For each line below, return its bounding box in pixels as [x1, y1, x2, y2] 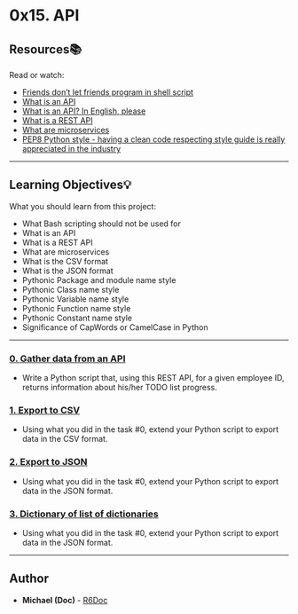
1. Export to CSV [9, 405, 81, 417]
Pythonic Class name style [21, 284, 120, 295]
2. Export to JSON [9, 456, 88, 468]
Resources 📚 [9, 42, 82, 57]
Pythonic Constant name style [21, 312, 133, 323]
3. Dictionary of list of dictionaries [9, 508, 160, 520]
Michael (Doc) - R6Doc [21, 594, 108, 605]
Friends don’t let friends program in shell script [21, 87, 193, 98]
